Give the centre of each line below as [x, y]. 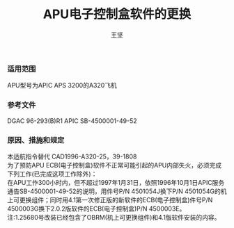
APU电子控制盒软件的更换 [117, 14]
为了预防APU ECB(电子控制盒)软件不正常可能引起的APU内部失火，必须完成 [114, 165]
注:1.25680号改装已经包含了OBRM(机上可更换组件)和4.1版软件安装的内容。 [114, 217]
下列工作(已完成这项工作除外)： [52, 174]
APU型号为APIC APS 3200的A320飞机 [62, 85]
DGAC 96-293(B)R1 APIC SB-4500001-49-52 [72, 121]
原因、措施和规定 [36, 140]
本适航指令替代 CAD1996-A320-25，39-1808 [72, 156]
